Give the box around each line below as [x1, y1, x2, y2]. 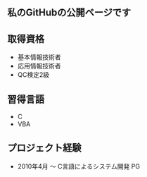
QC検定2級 [17, 71, 50, 79]
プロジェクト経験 [7, 142, 82, 154]
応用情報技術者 [17, 62, 61, 71]
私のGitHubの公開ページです [7, 6, 132, 19]
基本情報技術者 [17, 53, 61, 61]
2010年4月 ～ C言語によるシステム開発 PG [17, 161, 141, 171]
